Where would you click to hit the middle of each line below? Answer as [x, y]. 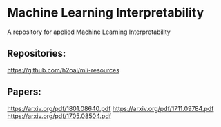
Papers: [24, 92]
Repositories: [37, 53]
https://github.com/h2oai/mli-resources [63, 70]
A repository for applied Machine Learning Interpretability [89, 32]
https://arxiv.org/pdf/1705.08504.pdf [59, 116]
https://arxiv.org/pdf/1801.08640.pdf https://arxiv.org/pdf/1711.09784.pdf [110, 108]
